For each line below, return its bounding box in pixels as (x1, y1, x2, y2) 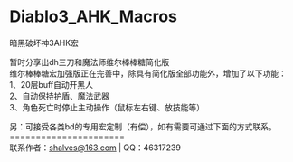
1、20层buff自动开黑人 (9, 79, 93, 90)
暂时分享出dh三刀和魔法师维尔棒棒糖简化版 (9, 56, 170, 67)
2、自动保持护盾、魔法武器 (9, 91, 110, 101)
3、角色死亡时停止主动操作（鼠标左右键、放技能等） (9, 101, 205, 112)
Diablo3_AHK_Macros (9, 6, 178, 27)
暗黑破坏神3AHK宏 (9, 37, 80, 48)
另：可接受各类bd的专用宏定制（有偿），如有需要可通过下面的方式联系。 (9, 120, 278, 132)
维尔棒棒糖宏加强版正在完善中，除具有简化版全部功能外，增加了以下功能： (9, 68, 287, 79)
